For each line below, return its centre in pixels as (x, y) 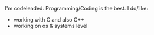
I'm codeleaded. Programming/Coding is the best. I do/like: (76, 8)
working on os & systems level (50, 26)
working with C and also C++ (49, 20)
